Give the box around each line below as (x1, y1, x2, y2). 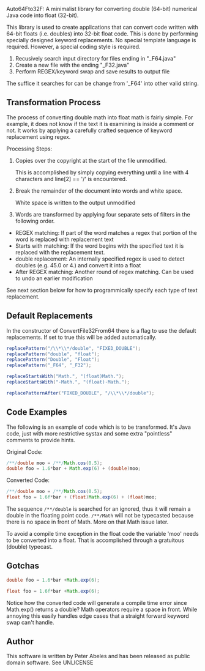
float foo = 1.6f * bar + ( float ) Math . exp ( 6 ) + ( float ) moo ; (6, 494, 157, 500)
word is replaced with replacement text (15, 235, 114, 243)
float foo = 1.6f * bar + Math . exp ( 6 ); (6, 588, 100, 594)
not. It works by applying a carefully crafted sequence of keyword (6, 127, 173, 134)
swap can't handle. (6, 618, 54, 626)
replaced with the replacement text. (15, 248, 105, 256)
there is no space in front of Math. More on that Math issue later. (6, 518, 169, 525)
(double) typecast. (6, 543, 53, 551)
